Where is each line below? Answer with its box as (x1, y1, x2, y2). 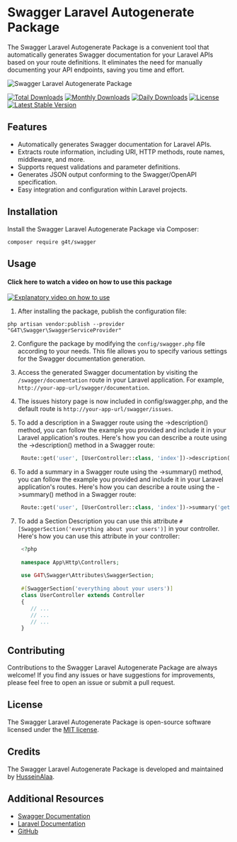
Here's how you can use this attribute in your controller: (17, 532, 180, 540)
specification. (17, 177, 58, 186)
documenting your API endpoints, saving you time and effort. (7, 65, 185, 74)
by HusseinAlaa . (7, 772, 55, 781)
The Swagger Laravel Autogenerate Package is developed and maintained (7, 765, 224, 773)
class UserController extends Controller (21, 592, 145, 599)
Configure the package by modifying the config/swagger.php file (17, 339, 205, 348)
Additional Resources (7, 793, 104, 805)
